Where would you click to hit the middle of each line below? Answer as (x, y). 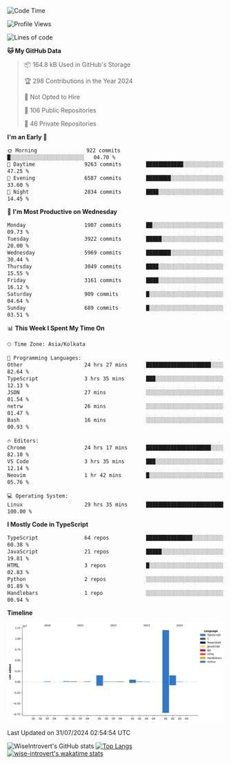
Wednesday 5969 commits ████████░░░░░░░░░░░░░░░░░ (115, 253)
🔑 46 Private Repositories (60, 124)
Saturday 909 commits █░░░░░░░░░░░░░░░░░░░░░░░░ (115, 294)
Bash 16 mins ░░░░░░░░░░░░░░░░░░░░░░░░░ (115, 420)
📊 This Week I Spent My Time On (56, 328)
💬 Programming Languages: (44, 358)
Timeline (20, 613)
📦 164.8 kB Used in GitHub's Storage (77, 65)
